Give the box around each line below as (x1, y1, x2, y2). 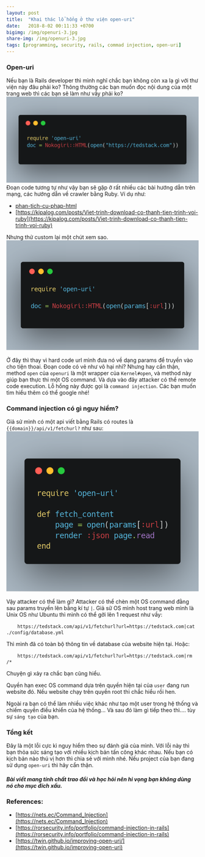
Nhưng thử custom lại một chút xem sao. (6, 233, 109, 241)
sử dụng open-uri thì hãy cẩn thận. (6, 762, 94, 769)
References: (6, 798, 44, 806)
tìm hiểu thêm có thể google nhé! (6, 389, 90, 396)
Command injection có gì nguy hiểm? (6, 404, 119, 413)
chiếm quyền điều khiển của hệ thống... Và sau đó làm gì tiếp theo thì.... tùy (6, 706, 196, 713)
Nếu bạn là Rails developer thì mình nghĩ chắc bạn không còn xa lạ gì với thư (6, 77, 198, 84)
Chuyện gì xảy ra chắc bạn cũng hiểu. (6, 669, 102, 677)
